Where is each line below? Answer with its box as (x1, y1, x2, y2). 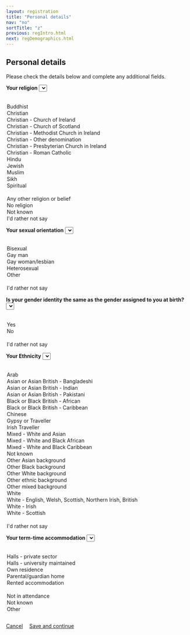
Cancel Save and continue (6, 622, 75, 629)
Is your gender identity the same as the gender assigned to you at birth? (6, 296, 185, 303)
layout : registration (6, 8, 59, 15)
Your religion (6, 84, 38, 91)
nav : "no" (6, 19, 30, 25)
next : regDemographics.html (6, 36, 75, 42)
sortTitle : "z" (6, 25, 43, 31)
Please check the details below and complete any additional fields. (6, 73, 166, 80)
